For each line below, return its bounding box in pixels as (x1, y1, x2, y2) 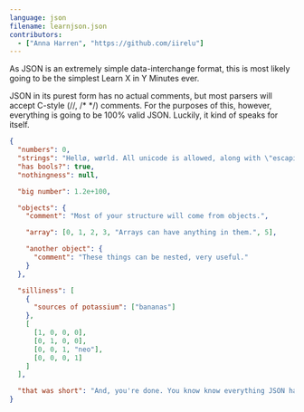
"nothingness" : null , (17, 170, 100, 179)
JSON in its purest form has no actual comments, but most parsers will (9, 91, 273, 101)
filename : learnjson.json (9, 22, 107, 31)
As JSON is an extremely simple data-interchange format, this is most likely (9, 63, 290, 74)
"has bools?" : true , (17, 162, 95, 171)
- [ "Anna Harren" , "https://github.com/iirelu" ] (17, 38, 204, 48)
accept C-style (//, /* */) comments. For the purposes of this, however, (9, 101, 272, 111)
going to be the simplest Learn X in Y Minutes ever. (9, 73, 200, 84)
